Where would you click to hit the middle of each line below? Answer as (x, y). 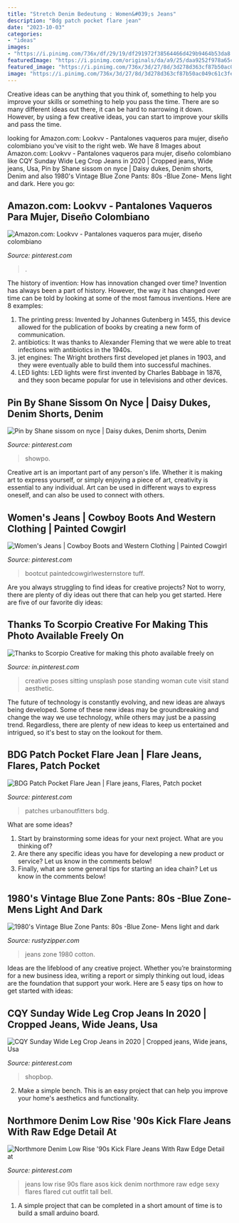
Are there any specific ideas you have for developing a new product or (121, 853)
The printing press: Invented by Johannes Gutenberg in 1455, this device (124, 320)
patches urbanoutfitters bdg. (67, 810)
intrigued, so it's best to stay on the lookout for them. (85, 732)
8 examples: (25, 306)
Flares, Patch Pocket (54, 766)
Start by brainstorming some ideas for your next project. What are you (120, 838)
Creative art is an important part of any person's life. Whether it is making (115, 473)
